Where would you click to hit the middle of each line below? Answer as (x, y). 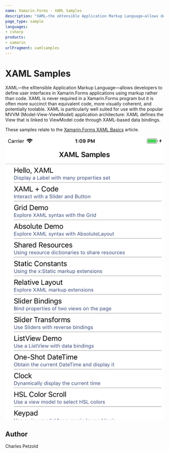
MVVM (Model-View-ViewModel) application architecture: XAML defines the (84, 114)
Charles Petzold (22, 446)
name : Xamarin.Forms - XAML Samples (44, 11)
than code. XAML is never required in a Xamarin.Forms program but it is (79, 98)
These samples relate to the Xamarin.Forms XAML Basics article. (72, 129)
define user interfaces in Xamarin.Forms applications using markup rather (81, 93)
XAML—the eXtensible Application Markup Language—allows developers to (84, 87)
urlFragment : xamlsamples (32, 48)
